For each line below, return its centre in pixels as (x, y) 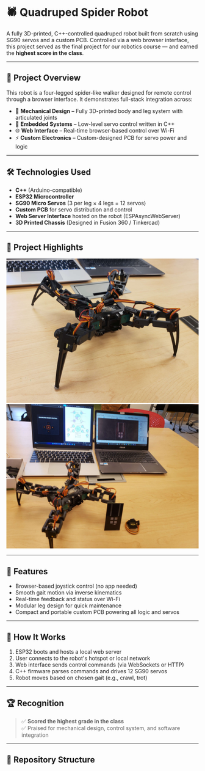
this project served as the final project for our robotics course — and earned (102, 46)
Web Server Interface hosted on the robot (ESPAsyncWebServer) (98, 216)
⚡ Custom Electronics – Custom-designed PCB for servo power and (101, 137)
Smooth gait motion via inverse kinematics (68, 593)
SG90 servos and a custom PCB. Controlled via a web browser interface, (98, 40)
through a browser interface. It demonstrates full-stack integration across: (99, 99)
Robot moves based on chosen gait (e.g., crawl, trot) (81, 678)
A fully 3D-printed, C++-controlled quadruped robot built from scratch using (102, 33)
